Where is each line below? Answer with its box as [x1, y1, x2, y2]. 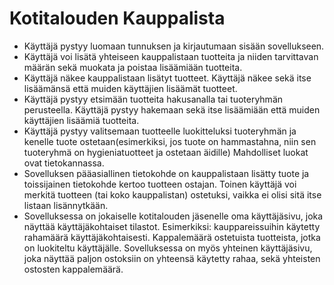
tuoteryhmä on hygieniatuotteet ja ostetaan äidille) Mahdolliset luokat [23, 146, 309, 158]
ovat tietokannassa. [23, 157, 105, 169]
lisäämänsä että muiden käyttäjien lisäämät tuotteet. [23, 82, 238, 94]
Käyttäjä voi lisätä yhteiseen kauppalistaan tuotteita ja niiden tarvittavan [23, 50, 319, 62]
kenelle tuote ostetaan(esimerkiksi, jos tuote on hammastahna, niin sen [23, 135, 317, 147]
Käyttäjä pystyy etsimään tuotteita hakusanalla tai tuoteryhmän [23, 93, 284, 105]
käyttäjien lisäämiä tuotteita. [23, 114, 140, 126]
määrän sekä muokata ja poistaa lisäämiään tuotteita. [23, 61, 243, 73]
